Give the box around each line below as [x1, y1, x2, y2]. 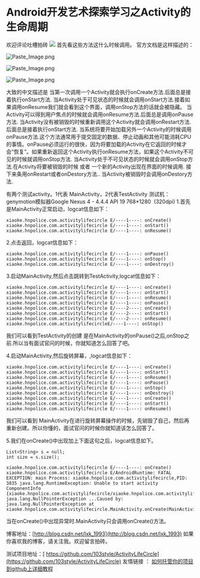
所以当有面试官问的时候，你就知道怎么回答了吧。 [12, 339, 133, 346]
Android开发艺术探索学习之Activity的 [6, 5, 191, 19]
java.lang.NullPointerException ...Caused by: [6, 496, 124, 502]
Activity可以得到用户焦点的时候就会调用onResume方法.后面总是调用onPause [6, 111, 193, 118]
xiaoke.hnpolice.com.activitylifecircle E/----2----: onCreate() [6, 305, 171, 311]
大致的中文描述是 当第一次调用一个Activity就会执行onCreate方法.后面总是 [6, 88, 186, 95]
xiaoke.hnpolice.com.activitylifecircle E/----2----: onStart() [6, 310, 169, 316]
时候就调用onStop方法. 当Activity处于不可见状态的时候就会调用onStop [16, 156, 188, 163]
